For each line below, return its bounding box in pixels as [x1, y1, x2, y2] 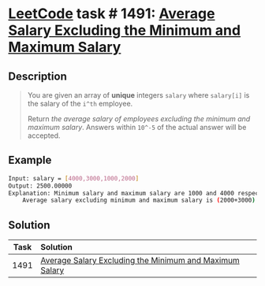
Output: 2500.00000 [8, 182, 73, 190]
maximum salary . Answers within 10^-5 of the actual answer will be [27, 123, 247, 132]
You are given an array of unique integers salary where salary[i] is [27, 91, 250, 99]
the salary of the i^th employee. [27, 99, 133, 108]
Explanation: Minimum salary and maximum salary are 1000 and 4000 [8, 189, 235, 197]
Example [8, 154, 52, 167]
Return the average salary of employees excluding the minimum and [27, 114, 251, 123]
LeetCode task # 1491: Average [8, 5, 215, 23]
